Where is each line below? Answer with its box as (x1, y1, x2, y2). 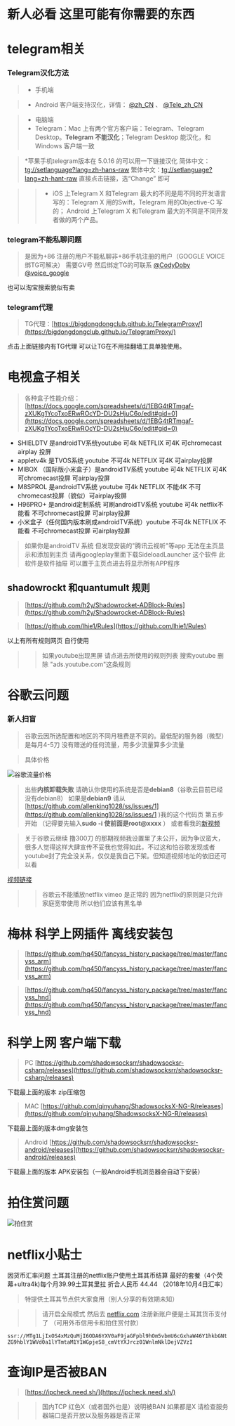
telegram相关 (7, 41, 86, 57)
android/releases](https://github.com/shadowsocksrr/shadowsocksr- (24, 1146, 225, 1154)
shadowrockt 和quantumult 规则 (7, 581, 151, 594)
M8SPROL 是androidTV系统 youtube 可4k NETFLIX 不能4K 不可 (17, 483, 201, 491)
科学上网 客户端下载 (7, 1035, 121, 1051)
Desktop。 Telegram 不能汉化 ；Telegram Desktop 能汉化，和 (34, 133, 211, 141)
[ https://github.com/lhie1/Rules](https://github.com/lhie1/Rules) (24, 622, 207, 630)
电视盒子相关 (7, 370, 82, 385)
